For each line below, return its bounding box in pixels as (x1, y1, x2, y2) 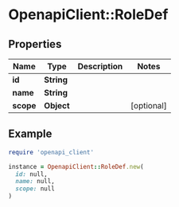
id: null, (15, 170, 48, 178)
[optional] (130, 100, 167, 111)
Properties (8, 37, 62, 51)
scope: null (15, 185, 56, 193)
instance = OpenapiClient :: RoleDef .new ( (8, 162, 145, 170)
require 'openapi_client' (8, 148, 94, 156)
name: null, (15, 178, 56, 186)
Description (77, 61, 123, 72)
